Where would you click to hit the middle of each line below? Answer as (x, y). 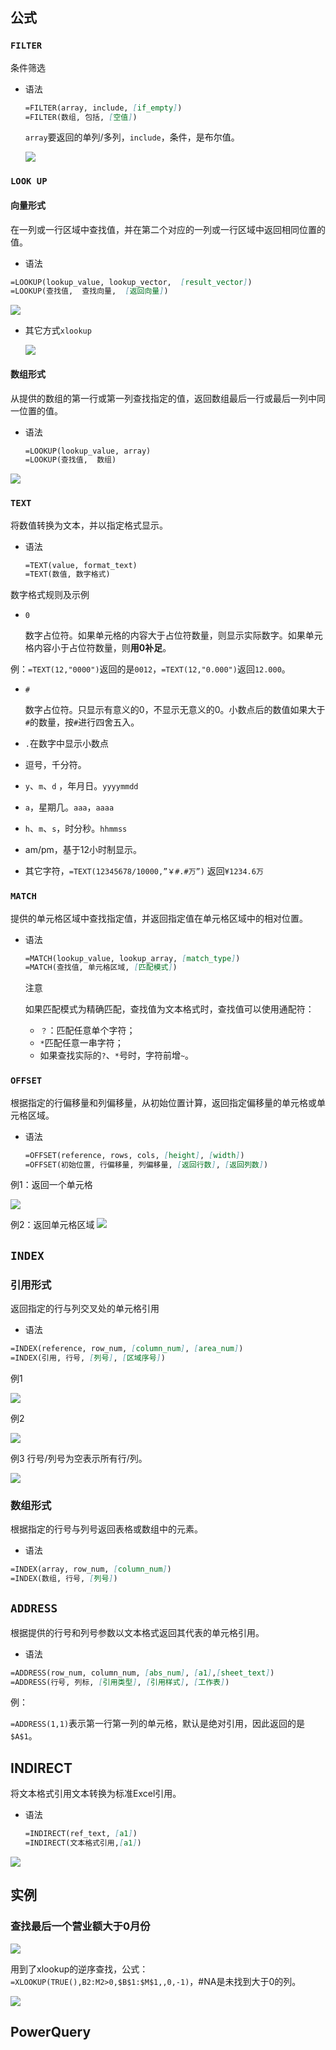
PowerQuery (51, 2032)
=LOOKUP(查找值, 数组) (70, 460)
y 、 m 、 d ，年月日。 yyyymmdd (81, 786)
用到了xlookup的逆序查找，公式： (79, 1969)
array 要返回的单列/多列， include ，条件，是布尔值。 (132, 137)
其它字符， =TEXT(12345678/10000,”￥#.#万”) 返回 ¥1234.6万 (144, 871)
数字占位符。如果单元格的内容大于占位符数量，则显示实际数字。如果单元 (173, 635)
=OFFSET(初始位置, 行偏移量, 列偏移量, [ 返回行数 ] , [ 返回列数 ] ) (146, 1164)
